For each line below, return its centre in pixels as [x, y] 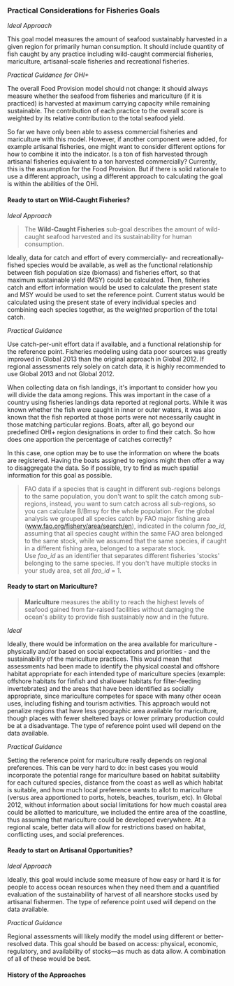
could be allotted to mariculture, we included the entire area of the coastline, [117, 812]
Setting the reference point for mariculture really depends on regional [107, 760]
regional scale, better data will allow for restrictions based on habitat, [107, 827]
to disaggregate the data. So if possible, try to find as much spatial [103, 468]
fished [16, 265]
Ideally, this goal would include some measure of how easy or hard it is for [114, 879]
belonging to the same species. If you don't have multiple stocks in [120, 563]
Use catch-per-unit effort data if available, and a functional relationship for [114, 344]
